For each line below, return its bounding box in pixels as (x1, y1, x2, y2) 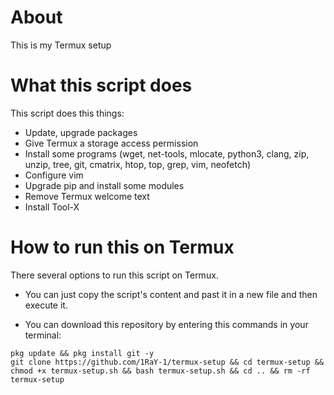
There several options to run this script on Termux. (10, 269, 219, 281)
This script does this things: (10, 107, 125, 119)
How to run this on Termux (10, 236, 235, 259)
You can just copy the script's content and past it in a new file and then (24, 288, 318, 300)
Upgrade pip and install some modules (24, 179, 185, 191)
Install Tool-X (24, 201, 80, 213)
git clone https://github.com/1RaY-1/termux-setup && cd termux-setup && (10, 357, 325, 367)
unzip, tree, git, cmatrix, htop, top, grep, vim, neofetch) (24, 158, 252, 170)
